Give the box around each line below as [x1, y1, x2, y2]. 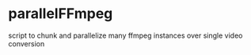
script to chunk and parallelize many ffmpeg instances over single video [8, 31, 243, 40]
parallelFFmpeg [8, 5, 113, 23]
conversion [8, 38, 45, 48]
